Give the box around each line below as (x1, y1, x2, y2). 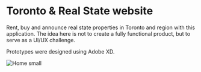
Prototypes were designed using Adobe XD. (6, 48, 115, 55)
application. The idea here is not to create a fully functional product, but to (6, 30, 191, 37)
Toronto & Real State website (6, 4, 153, 18)
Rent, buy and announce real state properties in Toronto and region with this (6, 24, 196, 31)
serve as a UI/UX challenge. (6, 36, 75, 43)
